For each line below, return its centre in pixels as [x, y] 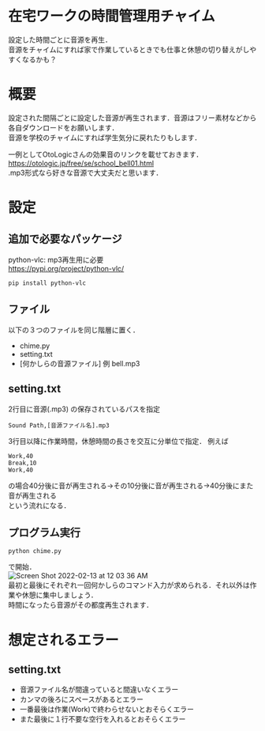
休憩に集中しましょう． [60, 595]
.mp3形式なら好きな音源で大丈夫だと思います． [86, 172]
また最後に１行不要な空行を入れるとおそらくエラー [103, 719]
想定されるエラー [64, 640]
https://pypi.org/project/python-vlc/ [66, 268]
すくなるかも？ [32, 59]
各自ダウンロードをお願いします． [63, 127]
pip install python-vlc [47, 283]
